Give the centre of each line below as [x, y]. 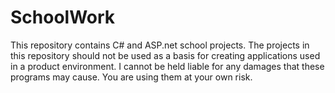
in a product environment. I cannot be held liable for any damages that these [167, 66]
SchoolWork [63, 17]
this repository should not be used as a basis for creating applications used [165, 55]
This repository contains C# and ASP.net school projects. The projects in [160, 45]
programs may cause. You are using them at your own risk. [131, 77]
